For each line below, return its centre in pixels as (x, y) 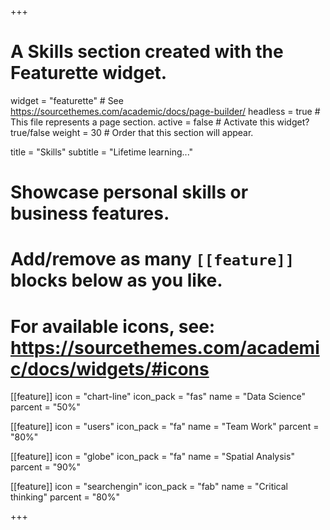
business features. (90, 213)
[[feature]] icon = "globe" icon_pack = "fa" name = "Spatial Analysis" (152, 457)
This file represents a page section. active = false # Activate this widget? (160, 122)
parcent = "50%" (45, 407)
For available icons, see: (113, 326)
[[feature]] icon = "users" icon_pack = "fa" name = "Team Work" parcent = (165, 427)
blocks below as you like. (116, 280)
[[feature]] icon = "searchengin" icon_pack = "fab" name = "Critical (149, 487)
